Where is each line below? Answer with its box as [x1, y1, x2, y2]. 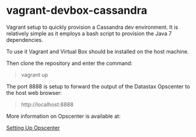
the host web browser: [6, 89, 62, 96]
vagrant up [20, 71, 48, 78]
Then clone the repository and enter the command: [6, 59, 133, 67]
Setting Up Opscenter [6, 124, 60, 131]
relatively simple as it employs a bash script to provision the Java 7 [6, 29, 172, 37]
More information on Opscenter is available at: [6, 112, 121, 120]
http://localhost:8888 [20, 100, 74, 108]
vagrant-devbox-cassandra [6, 4, 147, 17]
